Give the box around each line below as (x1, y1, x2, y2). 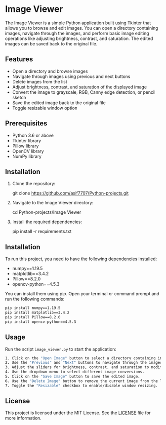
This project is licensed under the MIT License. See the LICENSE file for (5, 410, 151, 416)
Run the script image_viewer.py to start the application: (5, 346, 117, 352)
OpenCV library (12, 148, 44, 154)
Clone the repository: (12, 181, 56, 187)
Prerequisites (5, 119, 47, 128)
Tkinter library (12, 137, 41, 144)
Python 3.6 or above (12, 132, 54, 138)
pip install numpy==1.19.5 (5, 306, 61, 310)
